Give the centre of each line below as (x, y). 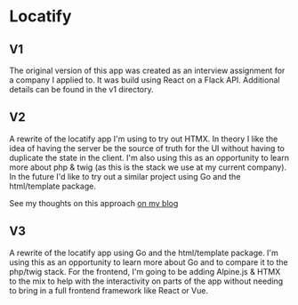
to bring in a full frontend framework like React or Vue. (109, 290)
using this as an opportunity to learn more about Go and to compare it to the (149, 262)
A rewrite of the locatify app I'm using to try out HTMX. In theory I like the (144, 139)
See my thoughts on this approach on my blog (94, 203)
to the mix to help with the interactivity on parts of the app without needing (146, 281)
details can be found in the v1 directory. (81, 89)
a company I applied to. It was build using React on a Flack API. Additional (145, 80)
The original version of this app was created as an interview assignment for (147, 70)
